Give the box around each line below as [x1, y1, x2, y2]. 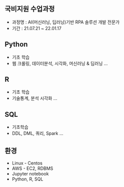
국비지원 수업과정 [4, 5, 55, 14]
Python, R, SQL [11, 176, 43, 182]
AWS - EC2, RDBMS [11, 165, 53, 171]
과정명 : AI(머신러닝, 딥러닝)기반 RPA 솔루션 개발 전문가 [11, 19, 120, 25]
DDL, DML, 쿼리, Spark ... [11, 130, 63, 136]
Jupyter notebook [11, 171, 49, 177]
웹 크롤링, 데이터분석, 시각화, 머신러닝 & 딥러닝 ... [11, 60, 108, 66]
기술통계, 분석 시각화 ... [11, 95, 57, 101]
